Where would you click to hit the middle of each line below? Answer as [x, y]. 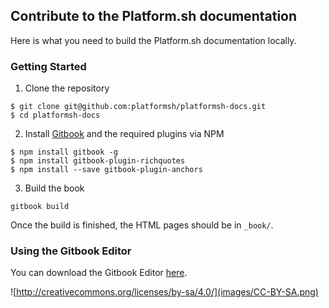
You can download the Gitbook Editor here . [99, 273]
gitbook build [40, 207]
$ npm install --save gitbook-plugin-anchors [106, 170]
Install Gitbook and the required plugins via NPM [124, 134]
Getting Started [48, 66]
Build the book [54, 188]
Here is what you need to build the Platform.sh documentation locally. [153, 40]
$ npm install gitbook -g [64, 152]
